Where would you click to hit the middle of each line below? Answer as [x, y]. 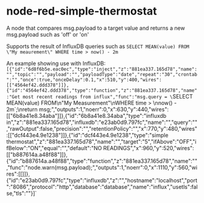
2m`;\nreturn [22, 109]
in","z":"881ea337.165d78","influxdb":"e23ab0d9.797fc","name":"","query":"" [102, 122]
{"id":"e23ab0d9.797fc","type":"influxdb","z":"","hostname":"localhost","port [102, 180]
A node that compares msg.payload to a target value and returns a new [96, 28]
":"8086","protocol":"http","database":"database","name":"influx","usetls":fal [102, 187]
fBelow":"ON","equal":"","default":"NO [54, 148]
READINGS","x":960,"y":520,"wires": [149, 148]
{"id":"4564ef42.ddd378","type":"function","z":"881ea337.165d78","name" [102, 90]
